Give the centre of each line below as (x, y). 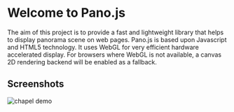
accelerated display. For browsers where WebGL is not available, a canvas (115, 55)
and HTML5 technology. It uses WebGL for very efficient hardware (103, 47)
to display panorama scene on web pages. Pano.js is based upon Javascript (117, 39)
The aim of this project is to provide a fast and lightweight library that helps (116, 32)
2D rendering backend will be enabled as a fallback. (82, 62)
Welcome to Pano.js (67, 13)
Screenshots (36, 84)
